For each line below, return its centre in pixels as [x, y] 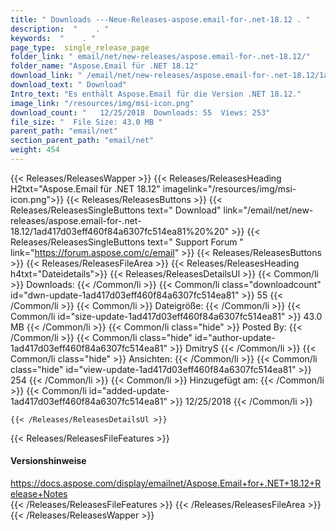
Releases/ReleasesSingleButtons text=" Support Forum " [127, 242]
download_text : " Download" [69, 85]
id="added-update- [129, 390]
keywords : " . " [53, 38]
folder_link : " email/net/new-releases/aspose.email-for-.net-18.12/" [160, 57]
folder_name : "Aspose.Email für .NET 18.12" [104, 66]
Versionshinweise [48, 461]
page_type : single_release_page [80, 47]
